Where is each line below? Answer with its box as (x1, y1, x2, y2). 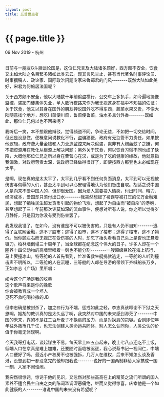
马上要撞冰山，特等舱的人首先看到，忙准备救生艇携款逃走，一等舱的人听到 (5, 253, 155, 259)
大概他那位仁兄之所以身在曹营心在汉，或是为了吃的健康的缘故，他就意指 (13, 153, 159, 159)
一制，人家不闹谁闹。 (5, 364, 48, 370)
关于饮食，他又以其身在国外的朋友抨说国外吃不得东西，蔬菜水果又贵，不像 (5, 106, 155, 112)
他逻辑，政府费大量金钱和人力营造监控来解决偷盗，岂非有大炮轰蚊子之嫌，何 (5, 141, 159, 147)
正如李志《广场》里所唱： (5, 265, 57, 271)
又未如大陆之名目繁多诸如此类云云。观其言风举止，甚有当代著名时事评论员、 (5, 71, 159, 77)
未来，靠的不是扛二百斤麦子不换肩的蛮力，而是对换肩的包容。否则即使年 (13, 317, 159, 323)
